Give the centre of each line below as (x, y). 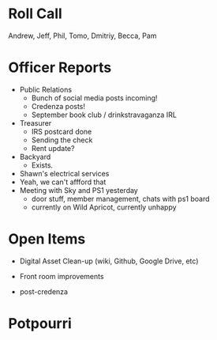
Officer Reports (60, 68)
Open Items (47, 239)
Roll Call (36, 14)
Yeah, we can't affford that (63, 182)
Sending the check (62, 140)
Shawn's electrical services (64, 173)
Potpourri (40, 323)
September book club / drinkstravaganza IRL (104, 115)
